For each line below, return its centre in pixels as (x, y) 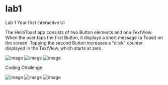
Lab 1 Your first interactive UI (35, 22)
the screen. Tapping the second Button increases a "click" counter (74, 42)
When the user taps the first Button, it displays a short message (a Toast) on (84, 37)
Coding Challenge (24, 67)
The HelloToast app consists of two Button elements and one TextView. (79, 32)
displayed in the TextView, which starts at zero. (54, 48)
